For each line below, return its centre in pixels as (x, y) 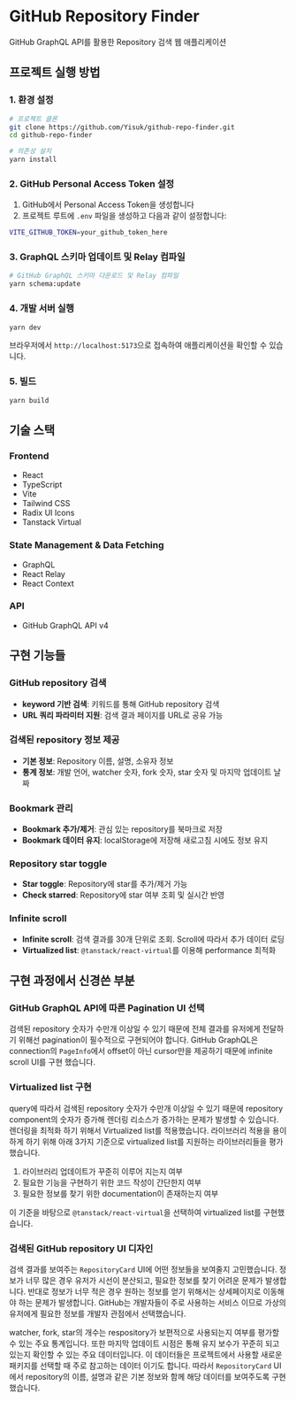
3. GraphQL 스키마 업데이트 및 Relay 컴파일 (97, 257)
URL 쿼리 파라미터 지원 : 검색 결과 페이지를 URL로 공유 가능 (122, 715)
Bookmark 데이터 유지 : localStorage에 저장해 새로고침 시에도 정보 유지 (145, 840)
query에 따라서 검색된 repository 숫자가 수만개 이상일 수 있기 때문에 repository (146, 1108)
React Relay (44, 573)
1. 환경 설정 (31, 100)
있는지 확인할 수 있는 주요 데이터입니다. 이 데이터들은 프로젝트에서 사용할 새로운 (146, 1355)
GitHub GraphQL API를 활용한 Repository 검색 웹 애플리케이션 (118, 42)
